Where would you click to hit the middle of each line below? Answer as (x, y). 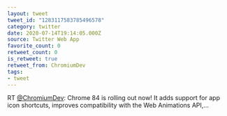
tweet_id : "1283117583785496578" (56, 20)
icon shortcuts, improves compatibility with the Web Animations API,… (108, 106)
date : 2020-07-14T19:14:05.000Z (54, 33)
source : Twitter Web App (43, 40)
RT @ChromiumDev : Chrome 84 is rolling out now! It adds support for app (113, 98)
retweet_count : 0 (32, 53)
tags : (15, 72)
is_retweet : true (32, 59)
